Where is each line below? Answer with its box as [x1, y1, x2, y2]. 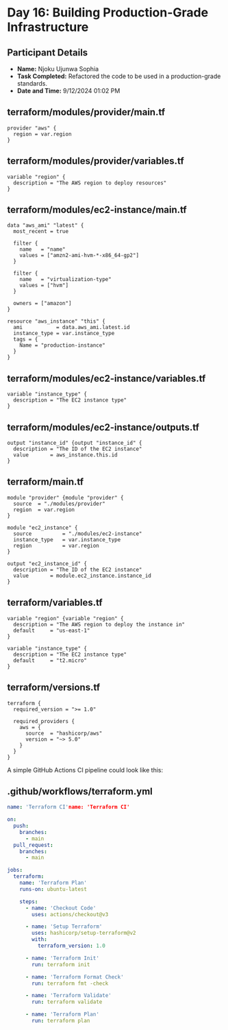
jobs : [7, 867, 23, 874]
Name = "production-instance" [19, 342, 106, 349]
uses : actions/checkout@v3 [31, 911, 109, 918]
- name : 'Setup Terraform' [25, 923, 103, 930]
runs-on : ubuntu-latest [19, 885, 88, 892]
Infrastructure [7, 19, 89, 35]
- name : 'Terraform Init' [25, 955, 99, 961]
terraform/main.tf [7, 476, 84, 488]
